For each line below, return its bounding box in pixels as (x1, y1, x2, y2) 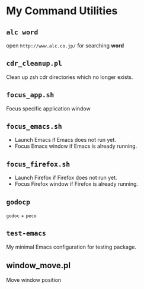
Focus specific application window (6, 105, 91, 112)
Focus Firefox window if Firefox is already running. (14, 180, 138, 188)
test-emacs (6, 229, 46, 238)
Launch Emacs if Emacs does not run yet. (14, 136, 117, 144)
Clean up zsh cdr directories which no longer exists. (6, 73, 133, 81)
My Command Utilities (6, 4, 118, 18)
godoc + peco (6, 212, 37, 219)
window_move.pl (6, 261, 71, 271)
